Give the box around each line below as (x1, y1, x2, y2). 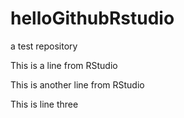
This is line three (10, 98, 79, 110)
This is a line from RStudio (10, 59, 118, 71)
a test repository (10, 40, 78, 52)
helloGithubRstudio (10, 7, 175, 30)
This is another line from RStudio (10, 78, 145, 91)
